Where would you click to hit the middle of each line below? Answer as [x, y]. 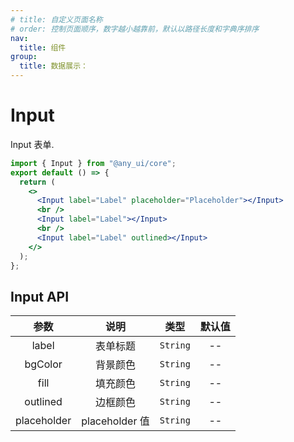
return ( [37, 182]
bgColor [43, 364]
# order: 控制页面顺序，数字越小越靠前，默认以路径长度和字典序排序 [135, 29]
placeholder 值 [115, 421]
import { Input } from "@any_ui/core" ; [93, 163]
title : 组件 [43, 47]
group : [24, 57]
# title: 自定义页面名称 [56, 19]
